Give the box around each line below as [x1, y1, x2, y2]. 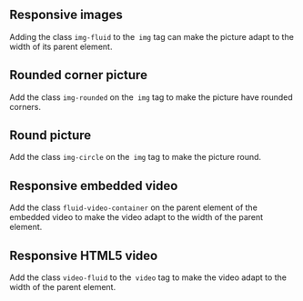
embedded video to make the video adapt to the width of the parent [9, 212, 264, 223]
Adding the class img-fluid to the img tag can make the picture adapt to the [9, 31, 294, 42]
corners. [9, 101, 42, 112]
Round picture [9, 127, 92, 144]
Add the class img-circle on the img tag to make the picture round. [9, 152, 262, 163]
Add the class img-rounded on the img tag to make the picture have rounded [9, 91, 293, 103]
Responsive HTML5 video [9, 247, 158, 263]
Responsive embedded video [9, 177, 178, 194]
